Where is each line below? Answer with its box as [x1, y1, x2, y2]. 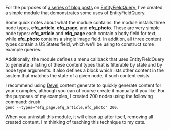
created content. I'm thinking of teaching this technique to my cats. [5, 119, 146, 125]
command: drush [5, 99, 41, 105]
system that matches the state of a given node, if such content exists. [5, 73, 151, 78]
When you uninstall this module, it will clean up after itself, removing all [5, 114, 153, 120]
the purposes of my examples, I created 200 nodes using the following [5, 93, 153, 99]
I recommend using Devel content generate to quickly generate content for [5, 82, 161, 88]
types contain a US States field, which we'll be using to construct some [5, 41, 154, 47]
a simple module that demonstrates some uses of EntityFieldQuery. [5, 10, 146, 16]
